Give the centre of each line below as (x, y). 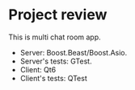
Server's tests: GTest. (56, 61)
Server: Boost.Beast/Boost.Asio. (74, 52)
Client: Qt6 (38, 69)
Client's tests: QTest (53, 78)
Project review (58, 15)
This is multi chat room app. (55, 37)
